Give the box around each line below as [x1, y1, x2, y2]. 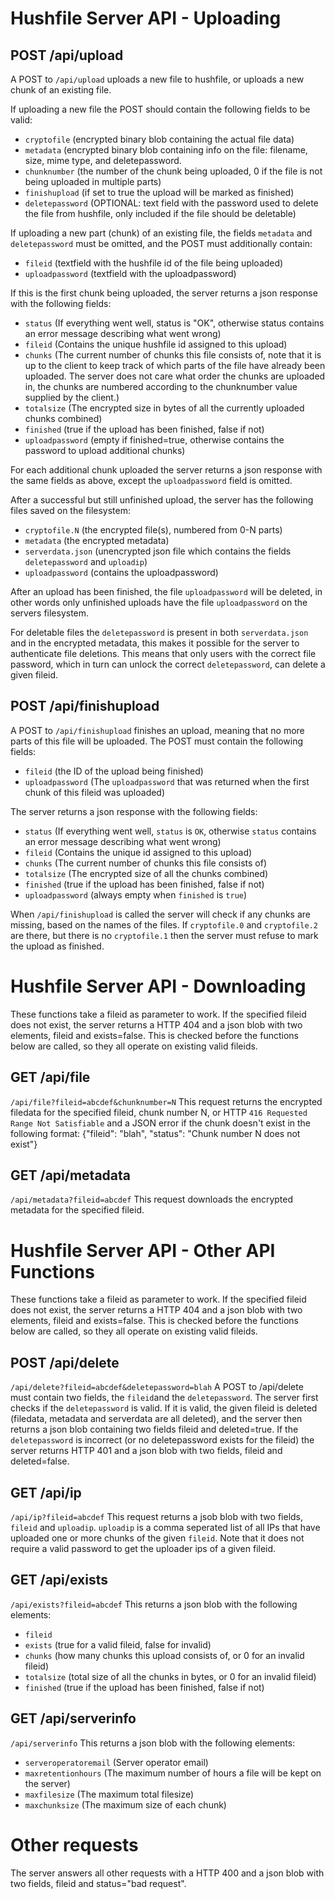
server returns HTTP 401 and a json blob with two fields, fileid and [10, 1445, 283, 1457]
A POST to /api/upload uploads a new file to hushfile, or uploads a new [10, 73, 305, 85]
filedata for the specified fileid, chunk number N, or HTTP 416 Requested [10, 1106, 308, 1118]
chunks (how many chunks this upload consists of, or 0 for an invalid [24, 1649, 305, 1661]
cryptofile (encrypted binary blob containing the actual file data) [24, 133, 295, 145]
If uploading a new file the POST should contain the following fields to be [10, 103, 311, 115]
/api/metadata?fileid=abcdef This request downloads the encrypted [10, 1193, 294, 1206]
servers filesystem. [10, 607, 90, 619]
